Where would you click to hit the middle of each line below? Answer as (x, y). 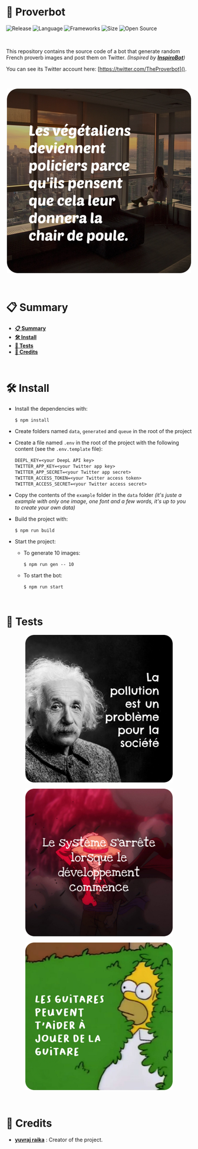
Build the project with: (41, 519)
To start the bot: (43, 575)
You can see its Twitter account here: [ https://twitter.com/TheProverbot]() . (96, 69)
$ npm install (32, 420)
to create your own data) (45, 508)
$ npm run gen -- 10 (49, 564)
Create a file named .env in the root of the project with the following (97, 443)
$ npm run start (43, 587)
